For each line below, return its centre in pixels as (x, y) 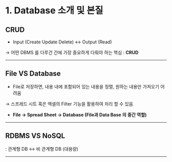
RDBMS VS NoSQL (35, 136)
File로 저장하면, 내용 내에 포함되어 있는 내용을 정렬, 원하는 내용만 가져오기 (86, 86)
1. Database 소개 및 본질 (54, 10)
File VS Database (33, 74)
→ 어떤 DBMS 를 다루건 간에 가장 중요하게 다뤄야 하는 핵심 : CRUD (72, 52)
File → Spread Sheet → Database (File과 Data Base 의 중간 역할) (80, 114)
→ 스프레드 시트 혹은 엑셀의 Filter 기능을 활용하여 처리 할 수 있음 (69, 104)
